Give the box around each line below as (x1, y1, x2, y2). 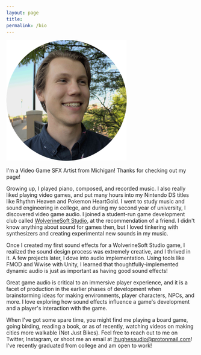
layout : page (6, 10, 39, 16)
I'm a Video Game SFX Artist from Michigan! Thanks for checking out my (6, 167, 187, 174)
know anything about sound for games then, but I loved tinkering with (6, 223, 179, 231)
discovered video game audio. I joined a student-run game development (6, 211, 185, 218)
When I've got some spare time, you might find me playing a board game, (6, 316, 188, 324)
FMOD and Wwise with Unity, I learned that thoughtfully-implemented (6, 261, 179, 268)
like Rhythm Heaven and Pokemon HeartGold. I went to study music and (6, 198, 185, 205)
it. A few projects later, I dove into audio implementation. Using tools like (6, 254, 185, 262)
